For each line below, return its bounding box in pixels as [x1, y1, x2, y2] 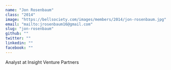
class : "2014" [5, 12, 36, 17]
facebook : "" [5, 45, 33, 50]
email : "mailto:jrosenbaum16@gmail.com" [5, 21, 93, 27]
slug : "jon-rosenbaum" [5, 26, 54, 31]
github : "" [5, 31, 29, 36]
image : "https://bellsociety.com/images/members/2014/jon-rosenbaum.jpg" [5, 17, 167, 22]
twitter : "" [5, 36, 31, 41]
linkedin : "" [5, 41, 33, 46]
